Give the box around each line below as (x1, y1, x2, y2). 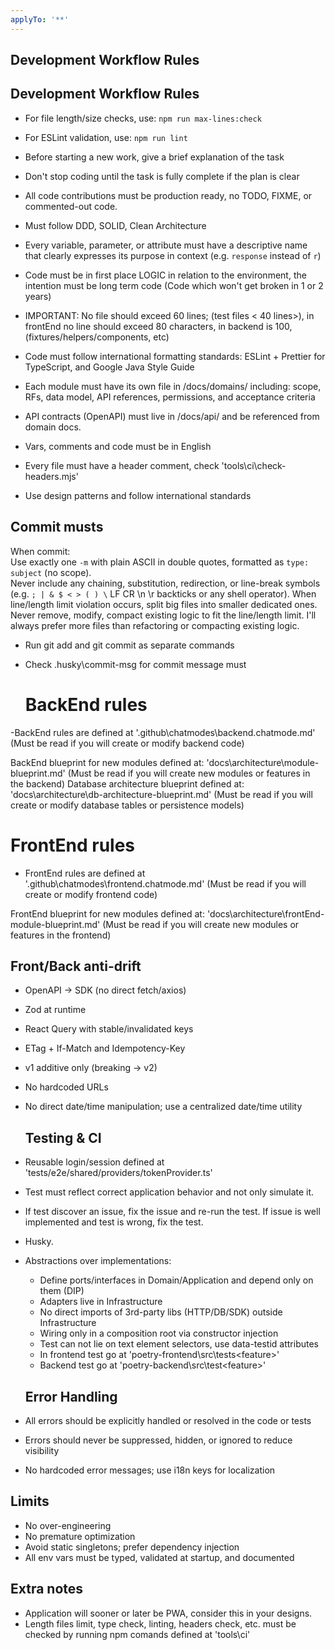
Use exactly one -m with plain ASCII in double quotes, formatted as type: (10, 556, 310, 568)
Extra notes (10, 1581, 84, 1598)
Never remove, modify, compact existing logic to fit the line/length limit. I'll (10, 609, 317, 621)
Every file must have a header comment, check (24, 459, 220, 471)
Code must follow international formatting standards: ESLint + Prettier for (24, 350, 326, 362)
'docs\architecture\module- (206, 756, 320, 768)
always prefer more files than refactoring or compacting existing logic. (10, 619, 300, 631)
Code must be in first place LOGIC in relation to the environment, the (24, 269, 307, 281)
